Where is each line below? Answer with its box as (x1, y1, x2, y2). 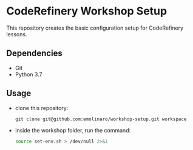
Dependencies (6, 48, 63, 59)
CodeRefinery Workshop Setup (6, 4, 168, 18)
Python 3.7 (15, 71, 42, 78)
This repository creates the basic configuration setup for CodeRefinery (6, 24, 184, 31)
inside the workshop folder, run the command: (15, 126, 131, 134)
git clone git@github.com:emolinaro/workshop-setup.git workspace (15, 116, 187, 122)
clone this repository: (15, 104, 69, 111)
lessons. (6, 30, 27, 37)
